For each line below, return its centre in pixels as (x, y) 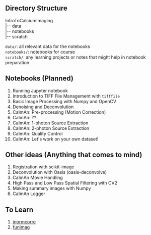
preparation (17, 62)
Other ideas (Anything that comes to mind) (74, 155)
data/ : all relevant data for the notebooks (48, 46)
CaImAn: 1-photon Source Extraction (50, 123)
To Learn (19, 209)
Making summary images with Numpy (52, 189)
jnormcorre (24, 222)
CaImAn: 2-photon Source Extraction (51, 128)
